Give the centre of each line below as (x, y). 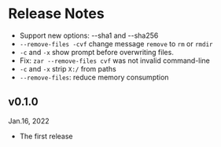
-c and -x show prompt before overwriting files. (97, 52)
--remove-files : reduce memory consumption (94, 77)
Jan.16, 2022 (29, 121)
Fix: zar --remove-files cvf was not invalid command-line (115, 61)
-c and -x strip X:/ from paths (68, 68)
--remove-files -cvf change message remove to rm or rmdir (116, 43)
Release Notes (56, 14)
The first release (46, 136)
